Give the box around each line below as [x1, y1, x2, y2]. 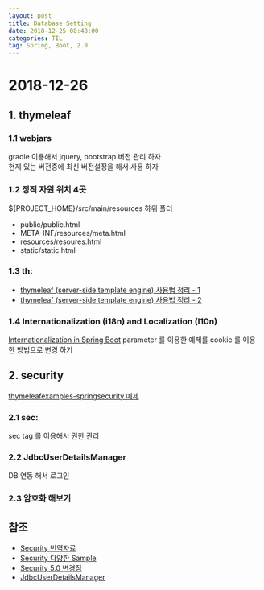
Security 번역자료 [19, 543, 76, 553]
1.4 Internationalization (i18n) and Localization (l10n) [8, 316, 218, 327]
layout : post [8, 11, 52, 20]
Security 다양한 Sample [19, 553, 97, 563]
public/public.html [19, 220, 80, 229]
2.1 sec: [8, 411, 39, 423]
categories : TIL [8, 34, 63, 43]
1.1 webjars [8, 132, 52, 143]
